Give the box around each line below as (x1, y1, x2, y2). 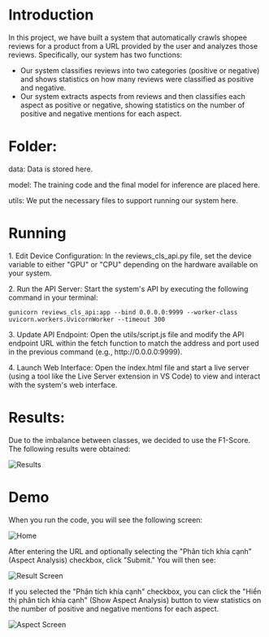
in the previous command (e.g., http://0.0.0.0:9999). (8, 347, 183, 357)
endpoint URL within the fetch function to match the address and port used (8, 338, 260, 348)
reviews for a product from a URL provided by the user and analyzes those (8, 41, 258, 50)
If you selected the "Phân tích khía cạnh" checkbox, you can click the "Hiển (8, 587, 262, 596)
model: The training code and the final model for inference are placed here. (8, 180, 260, 189)
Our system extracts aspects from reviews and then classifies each (20, 91, 245, 101)
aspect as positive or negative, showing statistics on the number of (20, 100, 245, 110)
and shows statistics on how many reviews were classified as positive (20, 74, 254, 84)
